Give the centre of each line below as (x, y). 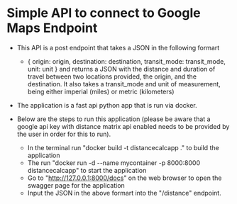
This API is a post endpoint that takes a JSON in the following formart (118, 47)
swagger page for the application (76, 185)
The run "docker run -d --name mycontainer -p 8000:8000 (114, 163)
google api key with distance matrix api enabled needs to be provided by (123, 126)
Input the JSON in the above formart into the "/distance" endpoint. (124, 193)
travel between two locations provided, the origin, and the (112, 76)
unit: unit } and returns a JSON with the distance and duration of (121, 69)
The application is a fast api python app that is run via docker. (107, 105)
